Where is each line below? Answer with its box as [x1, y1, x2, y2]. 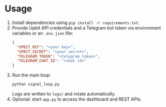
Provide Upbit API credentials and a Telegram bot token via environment [12, 24, 161, 30]
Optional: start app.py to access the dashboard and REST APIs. [12, 96, 142, 102]
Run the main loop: [12, 72, 51, 78]
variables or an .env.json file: [12, 30, 73, 36]
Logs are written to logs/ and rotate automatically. [12, 91, 116, 97]
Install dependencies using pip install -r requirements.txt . [12, 19, 140, 25]
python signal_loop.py [12, 82, 60, 87]
